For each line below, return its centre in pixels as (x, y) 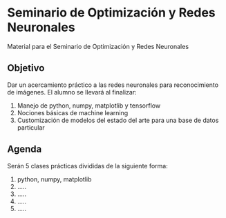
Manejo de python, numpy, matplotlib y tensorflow (89, 106)
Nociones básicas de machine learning (73, 112)
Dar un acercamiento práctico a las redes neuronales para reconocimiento (113, 85)
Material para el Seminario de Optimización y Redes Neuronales (98, 46)
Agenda (25, 149)
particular (31, 127)
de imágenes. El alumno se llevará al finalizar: (72, 92)
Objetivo (26, 68)
